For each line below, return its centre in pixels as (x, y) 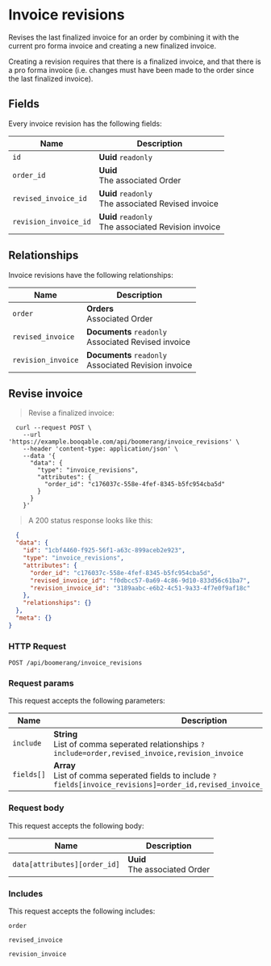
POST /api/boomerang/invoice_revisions (75, 663)
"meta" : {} (34, 618)
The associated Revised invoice (159, 204)
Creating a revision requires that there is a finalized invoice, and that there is (135, 61)
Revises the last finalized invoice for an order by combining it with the (124, 37)
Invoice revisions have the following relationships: (91, 275)
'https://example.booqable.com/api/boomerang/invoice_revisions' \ (124, 442)
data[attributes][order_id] (66, 864)
